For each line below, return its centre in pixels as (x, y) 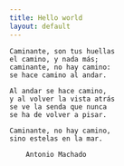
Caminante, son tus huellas (62, 51)
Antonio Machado (57, 154)
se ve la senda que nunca (58, 107)
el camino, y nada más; (54, 59)
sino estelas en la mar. (56, 138)
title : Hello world (46, 18)
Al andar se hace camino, (58, 91)
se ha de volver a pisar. (58, 114)
